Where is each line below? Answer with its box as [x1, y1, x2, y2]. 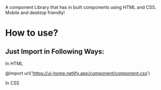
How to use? [5, 27, 59, 39]
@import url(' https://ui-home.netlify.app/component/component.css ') [5, 70, 150, 76]
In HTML [5, 60, 23, 66]
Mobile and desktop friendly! [5, 10, 65, 16]
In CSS [5, 80, 20, 86]
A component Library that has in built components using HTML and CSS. [5, 5, 156, 10]
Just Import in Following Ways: [5, 47, 104, 56]
